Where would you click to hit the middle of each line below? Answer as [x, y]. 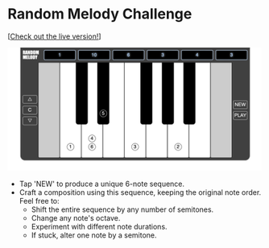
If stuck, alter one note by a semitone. [94, 235]
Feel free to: [39, 201]
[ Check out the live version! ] [54, 36]
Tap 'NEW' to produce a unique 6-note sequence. [102, 184]
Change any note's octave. [76, 218]
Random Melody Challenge [100, 14]
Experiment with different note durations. [99, 227]
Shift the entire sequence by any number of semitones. [122, 209]
